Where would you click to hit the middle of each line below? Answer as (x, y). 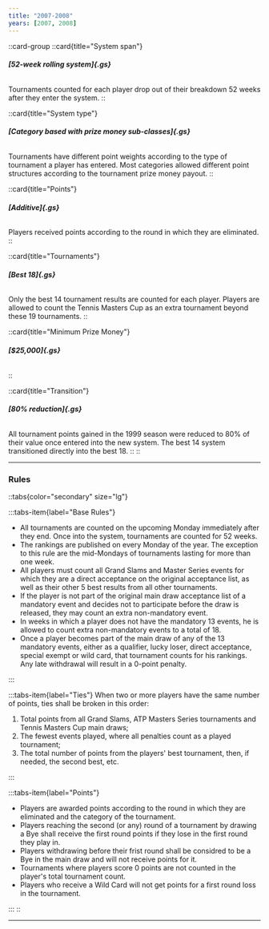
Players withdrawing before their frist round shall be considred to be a (135, 851)
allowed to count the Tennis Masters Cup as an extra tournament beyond (128, 308)
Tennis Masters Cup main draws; (74, 728)
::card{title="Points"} (43, 188)
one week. (37, 562)
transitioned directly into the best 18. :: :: (74, 450)
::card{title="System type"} (53, 113)
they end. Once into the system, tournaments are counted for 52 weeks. (139, 536)
